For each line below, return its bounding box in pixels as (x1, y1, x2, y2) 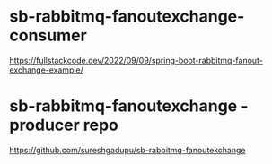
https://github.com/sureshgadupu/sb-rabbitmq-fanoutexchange (9, 144, 246, 155)
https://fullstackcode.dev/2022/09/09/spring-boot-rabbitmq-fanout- (9, 55, 263, 65)
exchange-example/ (9, 65, 83, 75)
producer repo (9, 115, 119, 135)
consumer (9, 25, 87, 46)
